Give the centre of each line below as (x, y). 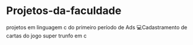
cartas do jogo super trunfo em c (47, 36)
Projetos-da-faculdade (64, 11)
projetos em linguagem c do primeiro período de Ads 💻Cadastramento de (97, 27)
